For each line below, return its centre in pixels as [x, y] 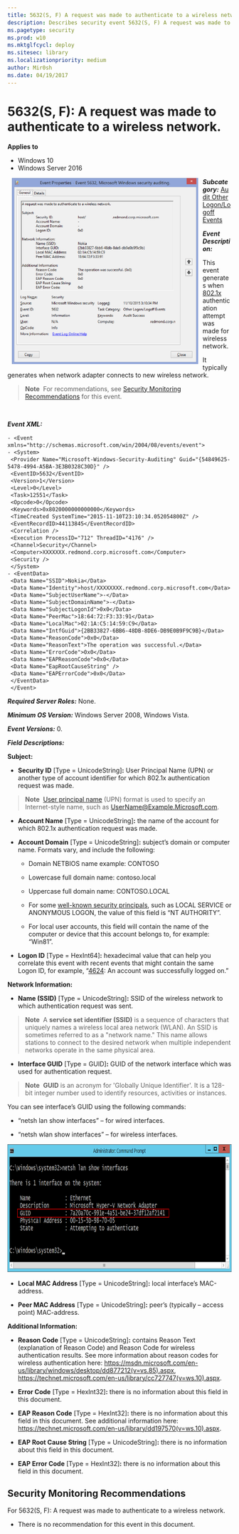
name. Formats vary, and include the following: [86, 849]
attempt [214, 316]
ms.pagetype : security [41, 30]
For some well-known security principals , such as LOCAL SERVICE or [130, 905]
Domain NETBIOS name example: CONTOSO [94, 863]
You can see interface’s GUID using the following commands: [97, 1106]
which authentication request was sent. [75, 1006]
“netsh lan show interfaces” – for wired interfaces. [91, 1120]
